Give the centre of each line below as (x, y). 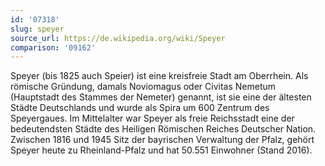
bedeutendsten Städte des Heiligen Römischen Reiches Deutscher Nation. (163, 129)
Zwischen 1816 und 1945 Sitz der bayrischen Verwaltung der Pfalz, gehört (162, 140)
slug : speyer (37, 29)
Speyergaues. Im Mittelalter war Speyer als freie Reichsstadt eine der (152, 118)
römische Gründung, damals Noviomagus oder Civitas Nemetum (143, 87)
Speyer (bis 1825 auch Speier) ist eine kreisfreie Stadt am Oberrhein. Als (159, 76)
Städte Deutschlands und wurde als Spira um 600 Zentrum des (140, 108)
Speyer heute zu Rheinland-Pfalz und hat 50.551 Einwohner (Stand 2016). (161, 150)
